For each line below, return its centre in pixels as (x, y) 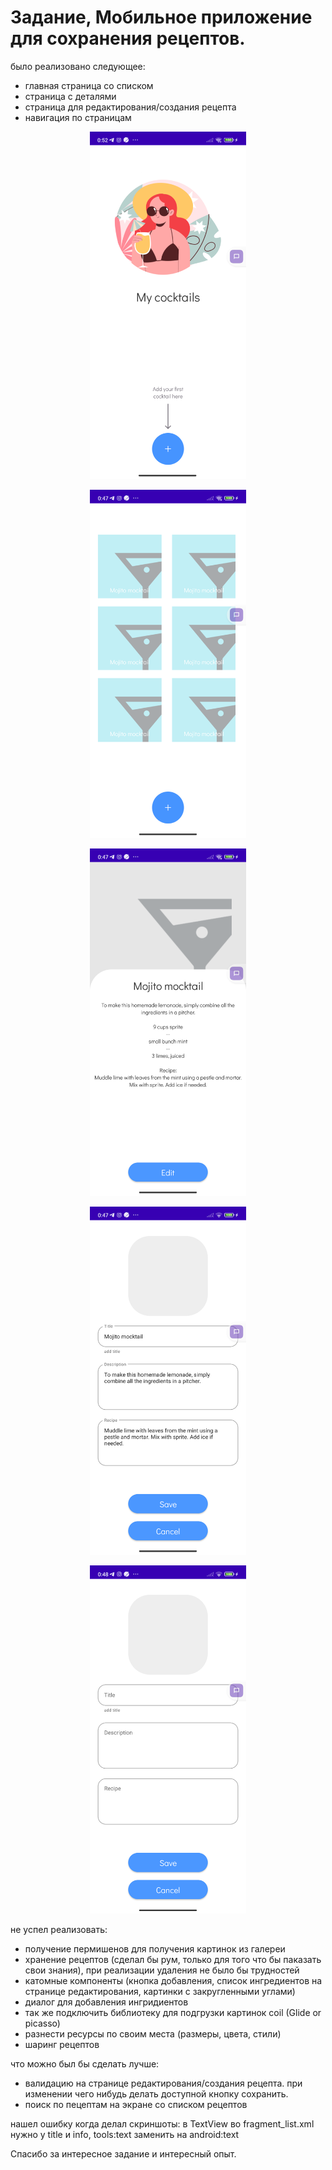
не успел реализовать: (59, 1929)
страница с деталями (70, 96)
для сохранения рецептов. (128, 38)
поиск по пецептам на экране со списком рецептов (136, 2104)
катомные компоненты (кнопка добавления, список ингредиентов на (173, 1980)
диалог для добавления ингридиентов (106, 2002)
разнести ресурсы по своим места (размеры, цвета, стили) (153, 2033)
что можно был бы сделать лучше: (85, 2063)
